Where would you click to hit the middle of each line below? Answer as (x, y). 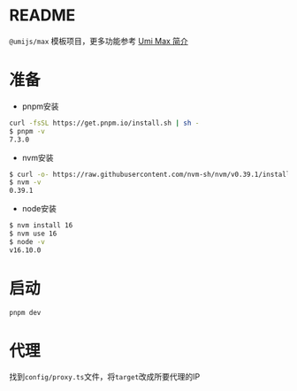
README (42, 15)
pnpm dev (25, 312)
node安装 (39, 209)
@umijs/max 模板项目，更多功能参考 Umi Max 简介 (99, 41)
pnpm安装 (40, 106)
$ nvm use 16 (33, 234)
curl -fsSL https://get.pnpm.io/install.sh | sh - (104, 123)
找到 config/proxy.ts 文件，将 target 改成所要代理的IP (105, 377)
